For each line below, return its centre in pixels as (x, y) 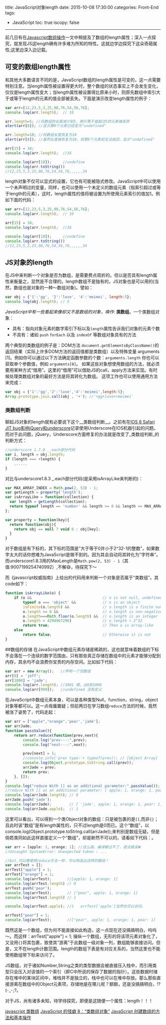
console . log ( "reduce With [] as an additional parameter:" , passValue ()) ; (83, 786)
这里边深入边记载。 (30, 50)
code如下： (17, 584)
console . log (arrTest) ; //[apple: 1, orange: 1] (62, 879)
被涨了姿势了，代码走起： (31, 712)
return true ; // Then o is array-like (88, 626)
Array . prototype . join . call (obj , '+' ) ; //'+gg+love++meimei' (69, 396)
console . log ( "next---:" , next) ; (55, 745)
